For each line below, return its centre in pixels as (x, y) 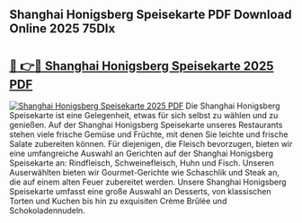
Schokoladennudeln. (47, 210)
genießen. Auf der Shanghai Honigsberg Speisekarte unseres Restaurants (146, 125)
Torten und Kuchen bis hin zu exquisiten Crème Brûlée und (118, 201)
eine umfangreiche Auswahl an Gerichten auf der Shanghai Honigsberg (142, 153)
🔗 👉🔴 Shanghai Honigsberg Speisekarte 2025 (142, 66)
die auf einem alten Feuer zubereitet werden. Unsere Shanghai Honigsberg (148, 182)
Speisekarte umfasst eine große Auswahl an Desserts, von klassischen (140, 191)
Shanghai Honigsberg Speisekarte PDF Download (151, 15)
